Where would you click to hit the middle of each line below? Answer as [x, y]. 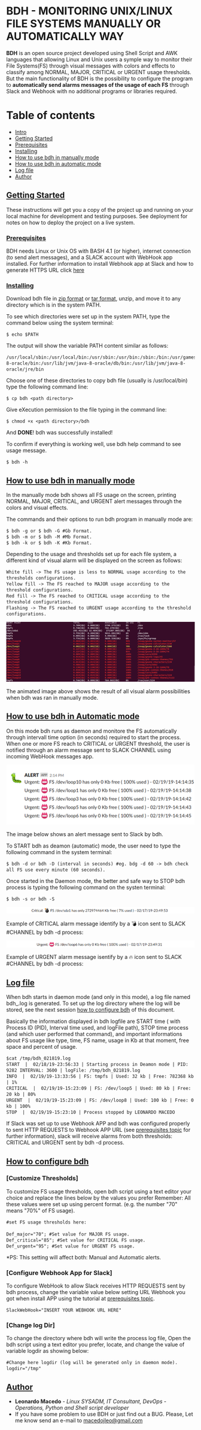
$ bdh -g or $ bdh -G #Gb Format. [49, 531]
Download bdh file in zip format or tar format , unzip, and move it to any [94, 299]
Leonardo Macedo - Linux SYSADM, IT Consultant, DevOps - [90, 1401]
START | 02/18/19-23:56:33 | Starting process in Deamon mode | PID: [97, 1065]
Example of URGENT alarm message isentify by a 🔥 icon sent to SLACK [94, 957]
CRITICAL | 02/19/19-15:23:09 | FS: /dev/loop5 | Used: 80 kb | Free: [99, 1089]
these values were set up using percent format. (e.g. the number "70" [92, 1204]
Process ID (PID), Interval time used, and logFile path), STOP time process [97, 1028]
